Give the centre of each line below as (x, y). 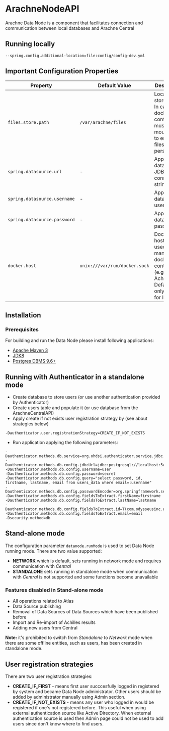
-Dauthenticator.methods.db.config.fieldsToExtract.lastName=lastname (81, 501)
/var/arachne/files (103, 122)
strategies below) (30, 424)
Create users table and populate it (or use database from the (75, 408)
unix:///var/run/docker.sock (114, 265)
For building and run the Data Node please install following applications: (80, 340)
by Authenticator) (31, 403)
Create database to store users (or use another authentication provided (86, 397)
